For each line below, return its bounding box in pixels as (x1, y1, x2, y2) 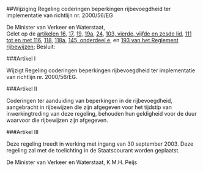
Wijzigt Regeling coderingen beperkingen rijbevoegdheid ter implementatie (6, 67, 196, 74)
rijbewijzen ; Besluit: (6, 43, 56, 50)
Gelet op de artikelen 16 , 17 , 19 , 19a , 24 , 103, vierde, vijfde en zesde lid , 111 (6, 30, 192, 37)
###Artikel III (6, 129, 39, 135)
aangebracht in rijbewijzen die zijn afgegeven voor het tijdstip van (6, 103, 172, 111)
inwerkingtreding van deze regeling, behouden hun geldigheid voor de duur (6, 110, 197, 117)
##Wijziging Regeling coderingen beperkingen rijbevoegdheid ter (6, 6, 171, 12)
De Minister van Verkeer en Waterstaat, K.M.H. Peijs (6, 159, 138, 166)
